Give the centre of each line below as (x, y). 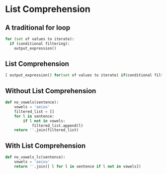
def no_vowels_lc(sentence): (35, 157)
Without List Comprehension (51, 91)
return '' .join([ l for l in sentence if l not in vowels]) (78, 166)
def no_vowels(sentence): (32, 102)
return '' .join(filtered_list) (46, 130)
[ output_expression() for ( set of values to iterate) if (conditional (79, 75)
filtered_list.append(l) (57, 126)
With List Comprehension (45, 146)
